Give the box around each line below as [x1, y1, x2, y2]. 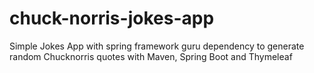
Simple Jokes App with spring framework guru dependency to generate [9, 40, 305, 52]
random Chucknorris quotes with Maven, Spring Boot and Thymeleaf [9, 50, 293, 62]
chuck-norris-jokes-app [9, 7, 215, 30]
